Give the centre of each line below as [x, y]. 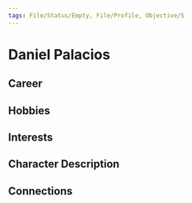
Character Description [64, 164]
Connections [41, 191]
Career [26, 84]
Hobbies [30, 110]
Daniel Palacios [59, 54]
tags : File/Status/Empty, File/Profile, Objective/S [96, 15]
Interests [31, 137]
